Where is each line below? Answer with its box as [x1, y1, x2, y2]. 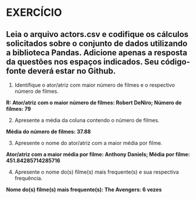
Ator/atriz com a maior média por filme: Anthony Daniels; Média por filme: [6, 151, 190, 158]
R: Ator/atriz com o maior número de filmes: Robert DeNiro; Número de [6, 99, 182, 106]
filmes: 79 [6, 106, 31, 112]
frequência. [14, 175, 43, 181]
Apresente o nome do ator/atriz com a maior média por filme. [14, 140, 163, 146]
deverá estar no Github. [27, 66, 116, 76]
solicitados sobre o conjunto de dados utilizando [6, 38, 188, 48]
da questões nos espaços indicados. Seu [6, 56, 160, 67]
